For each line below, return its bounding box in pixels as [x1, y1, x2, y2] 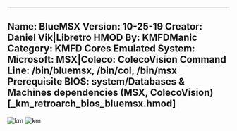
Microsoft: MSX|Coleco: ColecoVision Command [7, 54, 227, 65]
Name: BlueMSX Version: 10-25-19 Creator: [7, 20, 203, 32]
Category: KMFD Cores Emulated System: [7, 43, 195, 55]
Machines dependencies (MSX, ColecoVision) [7, 87, 214, 99]
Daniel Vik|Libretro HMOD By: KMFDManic [7, 32, 197, 44]
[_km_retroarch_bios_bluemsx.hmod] [7, 98, 176, 110]
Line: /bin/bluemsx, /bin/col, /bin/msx [7, 65, 178, 77]
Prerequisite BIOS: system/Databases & [7, 75, 186, 88]
